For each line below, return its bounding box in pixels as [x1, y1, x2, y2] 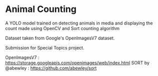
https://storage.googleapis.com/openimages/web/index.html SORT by [5, 59, 150, 65]
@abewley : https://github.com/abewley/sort [5, 65, 97, 71]
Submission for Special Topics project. [5, 44, 84, 50]
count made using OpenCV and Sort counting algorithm [5, 25, 120, 31]
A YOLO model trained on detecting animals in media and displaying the [5, 20, 153, 26]
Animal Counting [5, 3, 76, 15]
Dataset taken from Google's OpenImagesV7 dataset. [5, 35, 115, 41]
